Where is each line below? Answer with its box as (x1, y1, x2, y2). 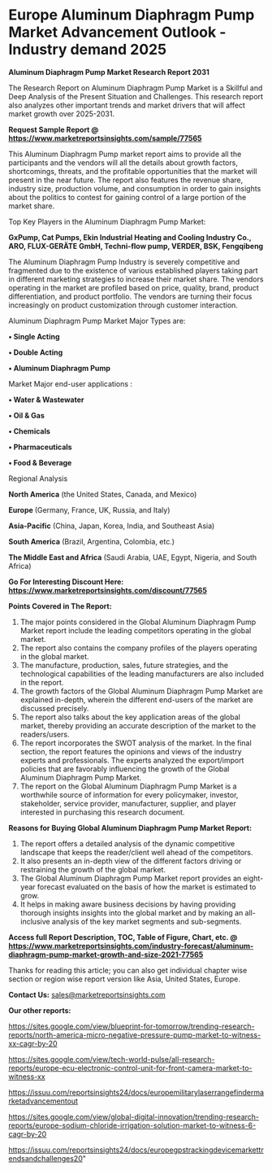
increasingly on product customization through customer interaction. (8, 299, 238, 310)
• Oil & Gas (8, 410, 45, 420)
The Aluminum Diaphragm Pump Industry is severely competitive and (8, 256, 240, 266)
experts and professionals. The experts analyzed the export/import (19, 755, 244, 765)
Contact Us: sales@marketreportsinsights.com (8, 990, 166, 999)
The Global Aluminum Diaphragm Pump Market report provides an (19, 873, 242, 883)
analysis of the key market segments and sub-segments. (51, 916, 242, 926)
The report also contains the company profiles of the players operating (19, 643, 257, 653)
